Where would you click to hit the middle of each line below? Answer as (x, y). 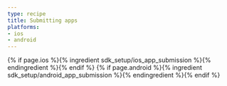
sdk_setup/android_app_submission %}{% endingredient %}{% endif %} (114, 75)
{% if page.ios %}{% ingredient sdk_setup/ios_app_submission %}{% (109, 60)
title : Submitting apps (43, 20)
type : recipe (27, 14)
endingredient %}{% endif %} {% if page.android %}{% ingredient (105, 68)
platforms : (23, 27)
